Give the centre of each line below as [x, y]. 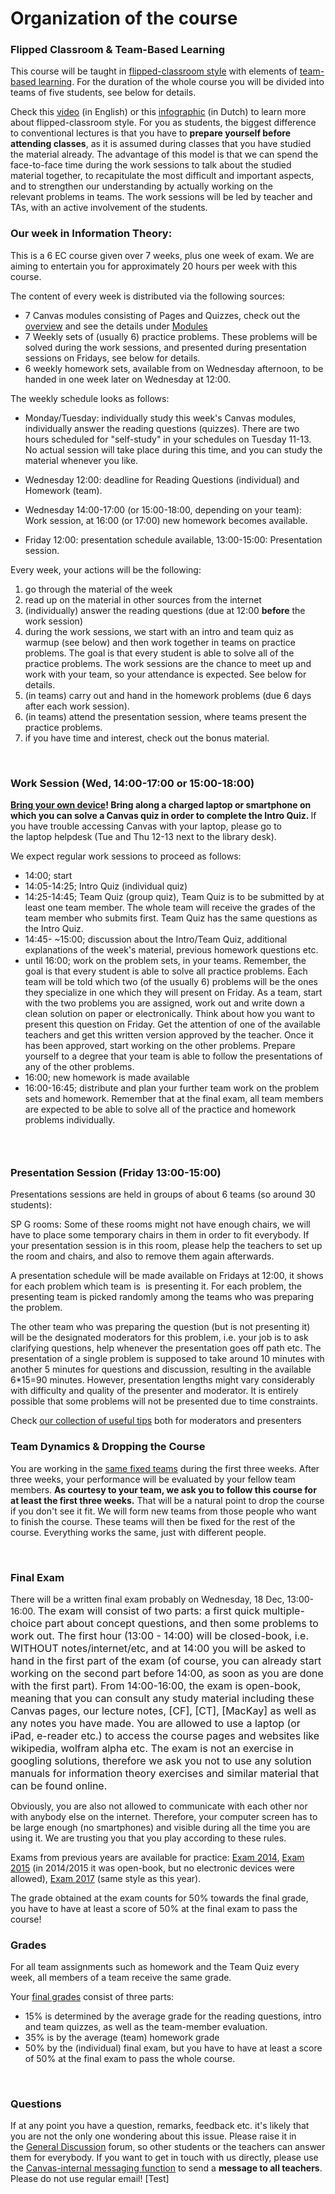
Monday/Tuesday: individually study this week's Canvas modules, [160, 418]
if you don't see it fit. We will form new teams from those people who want [163, 1511]
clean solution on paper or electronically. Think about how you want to [169, 1014]
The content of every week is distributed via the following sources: [147, 296]
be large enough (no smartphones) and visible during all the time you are [160, 1827]
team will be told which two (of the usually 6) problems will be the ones [171, 982]
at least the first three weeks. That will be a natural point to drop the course [167, 1500]
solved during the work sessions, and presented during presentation [165, 347]
